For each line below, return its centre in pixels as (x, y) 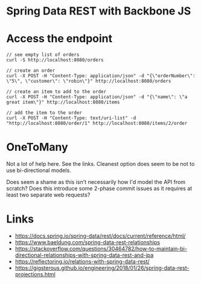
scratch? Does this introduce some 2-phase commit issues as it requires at (99, 189)
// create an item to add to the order (56, 92)
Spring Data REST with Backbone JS (99, 11)
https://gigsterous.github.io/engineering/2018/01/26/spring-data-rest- (102, 268)
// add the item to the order (44, 113)
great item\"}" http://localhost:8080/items (63, 103)
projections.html (35, 274)
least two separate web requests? (48, 195)
